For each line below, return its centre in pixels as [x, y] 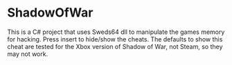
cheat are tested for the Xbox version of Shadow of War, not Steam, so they [115, 46]
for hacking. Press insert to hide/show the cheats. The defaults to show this [115, 39]
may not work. [28, 54]
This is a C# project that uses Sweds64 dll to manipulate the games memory [116, 32]
